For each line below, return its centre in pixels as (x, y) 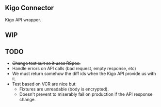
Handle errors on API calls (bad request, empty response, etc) (74, 69)
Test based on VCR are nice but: (44, 84)
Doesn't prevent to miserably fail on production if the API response (86, 94)
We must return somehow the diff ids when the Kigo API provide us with (84, 74)
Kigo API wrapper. (23, 19)
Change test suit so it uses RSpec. (46, 63)
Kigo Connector (30, 8)
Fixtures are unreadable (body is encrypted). (64, 89)
